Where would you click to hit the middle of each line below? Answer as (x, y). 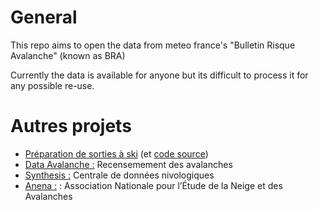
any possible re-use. (52, 85)
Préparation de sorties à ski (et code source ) (116, 153)
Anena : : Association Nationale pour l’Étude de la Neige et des (153, 185)
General (44, 17)
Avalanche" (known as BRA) (68, 55)
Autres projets (71, 126)
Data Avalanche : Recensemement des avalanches (128, 164)
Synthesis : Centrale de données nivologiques (119, 175)
